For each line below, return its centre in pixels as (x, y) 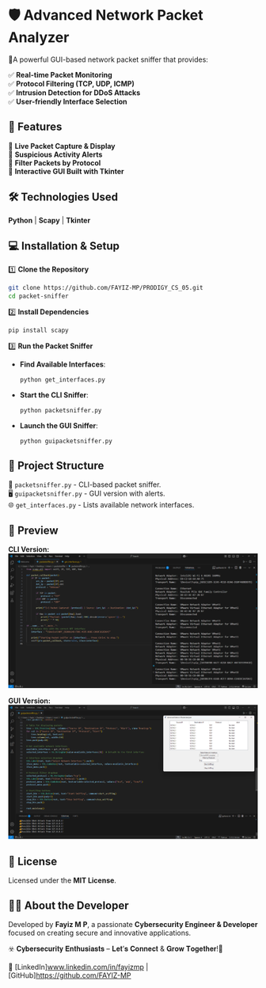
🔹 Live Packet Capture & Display (62, 146)
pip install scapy (38, 331)
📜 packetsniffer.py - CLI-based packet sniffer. (85, 484)
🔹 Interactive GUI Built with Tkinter (66, 171)
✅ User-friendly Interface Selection (68, 101)
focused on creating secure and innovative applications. (100, 933)
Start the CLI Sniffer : (54, 395)
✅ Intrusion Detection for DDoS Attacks (74, 93)
